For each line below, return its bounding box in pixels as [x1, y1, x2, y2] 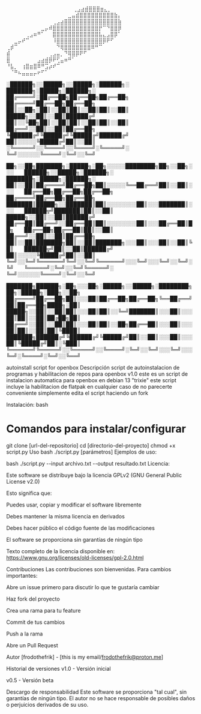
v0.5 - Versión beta [6, 676, 54, 683]
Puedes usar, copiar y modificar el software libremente [6, 501, 142, 508]
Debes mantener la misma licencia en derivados [6, 512, 125, 520]
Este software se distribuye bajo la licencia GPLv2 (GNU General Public [6, 471, 182, 479]
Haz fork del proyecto [6, 595, 60, 602]
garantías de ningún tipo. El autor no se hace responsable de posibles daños [6, 694, 196, 701]
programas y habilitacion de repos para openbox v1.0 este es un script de [6, 370, 188, 377]
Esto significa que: [6, 489, 52, 497]
